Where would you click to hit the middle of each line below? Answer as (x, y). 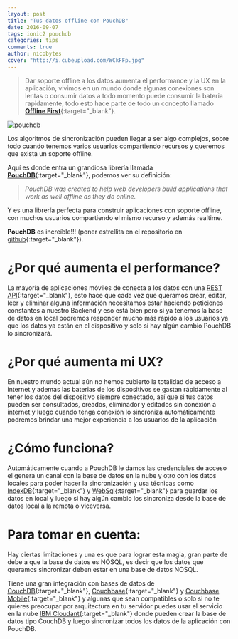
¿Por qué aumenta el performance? (114, 267)
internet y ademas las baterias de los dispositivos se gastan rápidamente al (117, 389)
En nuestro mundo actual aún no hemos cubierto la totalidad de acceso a (114, 381)
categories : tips (33, 41)
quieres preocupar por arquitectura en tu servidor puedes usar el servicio (115, 606)
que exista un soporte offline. (50, 153)
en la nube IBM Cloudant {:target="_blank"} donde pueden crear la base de (117, 613)
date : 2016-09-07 (33, 27)
